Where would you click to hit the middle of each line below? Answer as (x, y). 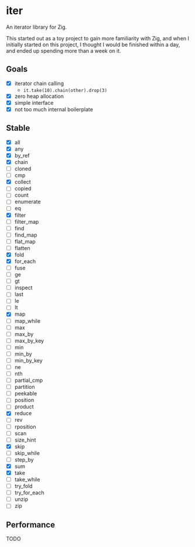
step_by (24, 459)
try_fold (24, 486)
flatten (22, 248)
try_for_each (29, 493)
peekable (26, 394)
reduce (23, 413)
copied (23, 189)
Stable (18, 128)
